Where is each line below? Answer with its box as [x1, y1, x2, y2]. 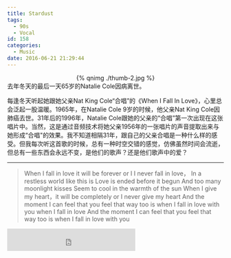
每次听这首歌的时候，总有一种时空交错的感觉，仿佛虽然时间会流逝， [30, 139, 224, 148]
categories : [7, 42, 41, 49]
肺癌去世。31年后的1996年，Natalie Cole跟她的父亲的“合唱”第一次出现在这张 [7, 114, 223, 122]
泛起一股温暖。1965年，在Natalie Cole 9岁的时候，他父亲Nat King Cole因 [12, 105, 220, 114]
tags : [7, 17, 23, 23]
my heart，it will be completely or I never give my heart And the [23, 192, 205, 200]
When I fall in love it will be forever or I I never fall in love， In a [23, 169, 201, 178]
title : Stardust [7, 10, 54, 17]
